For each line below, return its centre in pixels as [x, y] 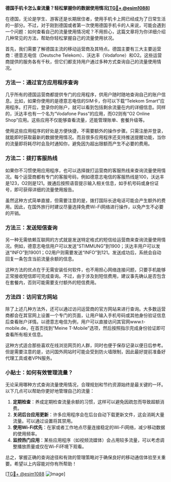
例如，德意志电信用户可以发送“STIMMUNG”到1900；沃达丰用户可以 [85, 246]
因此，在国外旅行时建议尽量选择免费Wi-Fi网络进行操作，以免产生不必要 [89, 207]
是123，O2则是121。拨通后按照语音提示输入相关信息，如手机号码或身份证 [82, 183]
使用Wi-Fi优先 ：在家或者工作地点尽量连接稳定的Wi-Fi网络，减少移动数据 [89, 427]
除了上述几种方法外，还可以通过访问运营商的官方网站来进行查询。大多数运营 [85, 309]
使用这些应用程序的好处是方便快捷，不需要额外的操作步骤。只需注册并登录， [85, 131]
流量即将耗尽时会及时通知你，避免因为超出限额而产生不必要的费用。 [81, 144]
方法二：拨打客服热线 [31, 158]
